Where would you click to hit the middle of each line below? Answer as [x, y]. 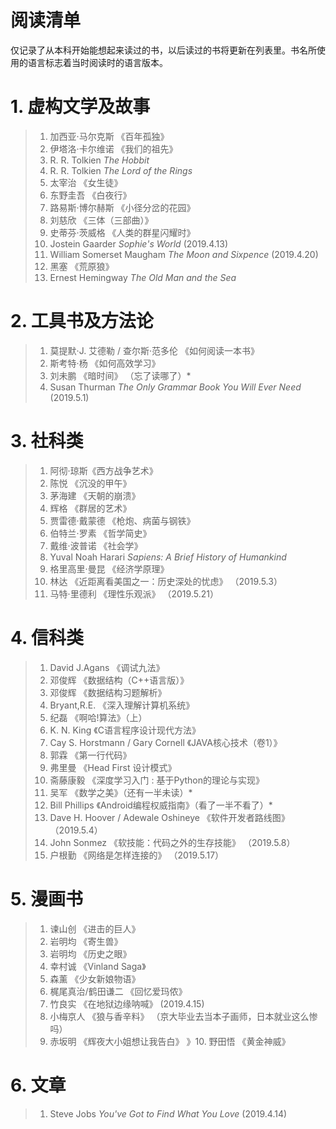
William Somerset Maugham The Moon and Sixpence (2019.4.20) [184, 254]
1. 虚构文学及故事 [80, 107]
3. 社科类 [47, 441]
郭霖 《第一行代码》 [90, 755]
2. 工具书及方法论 [82, 321]
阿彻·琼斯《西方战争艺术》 [103, 470]
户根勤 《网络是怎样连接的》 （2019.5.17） [137, 855]
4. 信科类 [47, 637]
